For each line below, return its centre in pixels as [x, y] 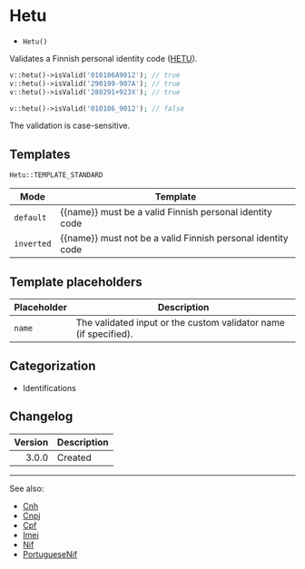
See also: [27, 488]
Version [31, 442]
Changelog [41, 417]
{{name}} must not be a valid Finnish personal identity [174, 239]
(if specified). [104, 334]
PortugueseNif [50, 554]
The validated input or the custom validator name [181, 323]
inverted [33, 244]
